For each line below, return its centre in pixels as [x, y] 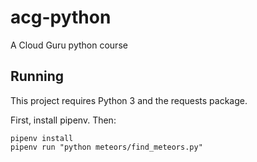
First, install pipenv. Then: [63, 120]
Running [37, 76]
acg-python [61, 17]
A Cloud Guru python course [69, 45]
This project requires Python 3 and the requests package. [129, 100]
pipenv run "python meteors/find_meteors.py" [106, 147]
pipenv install [42, 138]
